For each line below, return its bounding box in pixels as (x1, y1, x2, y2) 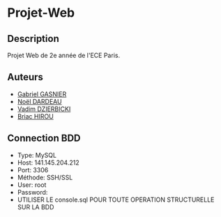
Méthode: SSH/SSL (17, 173, 73, 181)
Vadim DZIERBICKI (17, 105, 71, 113)
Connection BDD (7, 133, 81, 144)
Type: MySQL (17, 151, 57, 159)
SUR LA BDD (17, 202, 54, 211)
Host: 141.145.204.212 (17, 158, 79, 167)
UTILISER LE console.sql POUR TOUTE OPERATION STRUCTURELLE (17, 195, 215, 204)
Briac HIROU (17, 112, 54, 120)
